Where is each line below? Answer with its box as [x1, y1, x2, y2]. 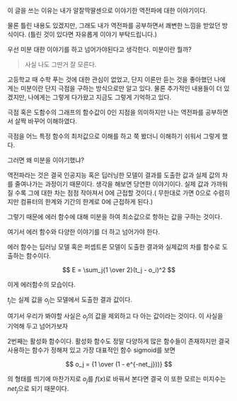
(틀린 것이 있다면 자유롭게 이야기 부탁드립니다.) [28, 30, 158, 38]
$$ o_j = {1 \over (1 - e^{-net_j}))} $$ [65, 360, 173, 368]
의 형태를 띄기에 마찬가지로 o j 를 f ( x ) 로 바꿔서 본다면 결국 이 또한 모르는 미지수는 [7, 374, 226, 385]
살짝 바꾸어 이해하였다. [14, 117, 78, 125]
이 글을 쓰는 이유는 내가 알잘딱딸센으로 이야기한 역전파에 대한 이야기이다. [7, 6, 207, 14]
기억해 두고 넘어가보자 [7, 322, 69, 330]
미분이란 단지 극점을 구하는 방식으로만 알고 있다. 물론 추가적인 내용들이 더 [20, 84, 223, 92]
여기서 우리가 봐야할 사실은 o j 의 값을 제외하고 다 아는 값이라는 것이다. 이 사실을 [7, 311, 224, 322]
